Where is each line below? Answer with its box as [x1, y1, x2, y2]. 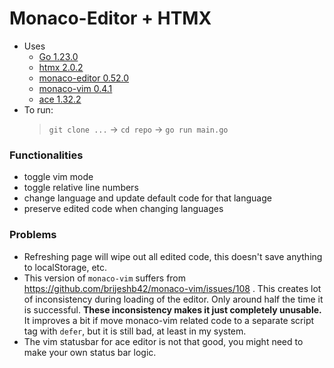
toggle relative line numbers [23, 182, 139, 194]
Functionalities [9, 148, 84, 162]
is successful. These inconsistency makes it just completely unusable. [23, 303, 322, 316]
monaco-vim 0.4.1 [38, 82, 113, 94]
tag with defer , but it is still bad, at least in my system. [23, 325, 247, 337]
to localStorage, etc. [23, 261, 108, 273]
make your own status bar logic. [23, 346, 157, 358]
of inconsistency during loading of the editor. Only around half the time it [23, 293, 324, 305]
